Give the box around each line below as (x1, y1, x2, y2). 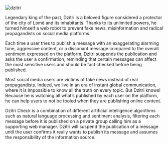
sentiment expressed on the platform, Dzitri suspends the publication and (5, 51, 157, 57)
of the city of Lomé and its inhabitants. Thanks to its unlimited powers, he (5, 20, 157, 26)
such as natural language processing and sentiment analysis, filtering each (5, 113, 160, 119)
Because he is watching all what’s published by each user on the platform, (5, 93, 158, 98)
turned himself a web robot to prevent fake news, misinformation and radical (5, 25, 163, 31)
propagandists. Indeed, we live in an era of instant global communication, (5, 82, 157, 88)
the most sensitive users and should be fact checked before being (5, 62, 142, 67)
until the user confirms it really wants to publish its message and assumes (5, 129, 158, 135)
